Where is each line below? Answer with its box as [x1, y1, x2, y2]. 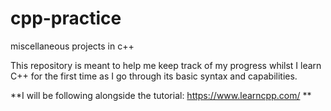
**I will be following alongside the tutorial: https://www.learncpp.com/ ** [10, 89, 312, 101]
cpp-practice [10, 7, 122, 30]
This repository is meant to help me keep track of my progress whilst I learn [10, 59, 322, 71]
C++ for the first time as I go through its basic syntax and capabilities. [10, 70, 298, 82]
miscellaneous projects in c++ [10, 40, 135, 52]
